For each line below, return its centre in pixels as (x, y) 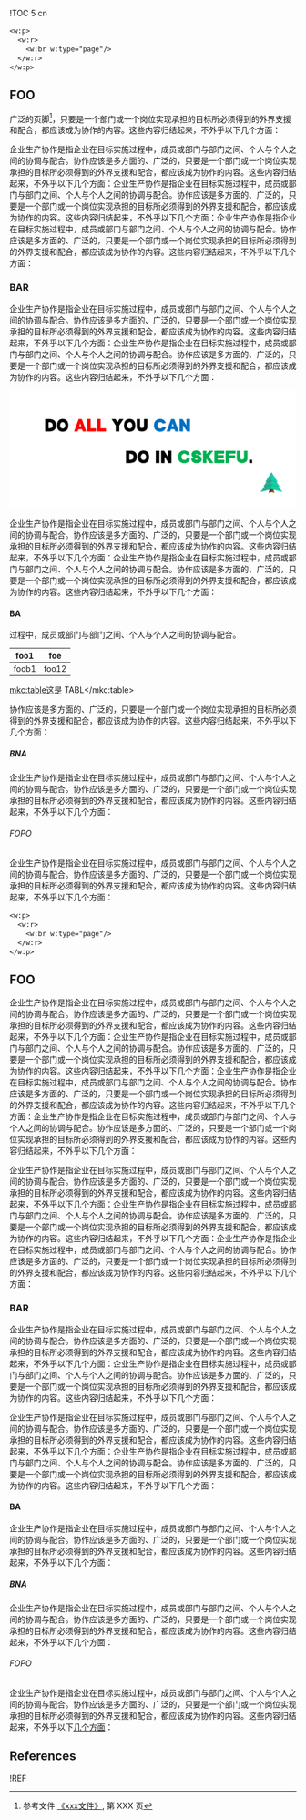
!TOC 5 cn (29, 13)
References (43, 1757)
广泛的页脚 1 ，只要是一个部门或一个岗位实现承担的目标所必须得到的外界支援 (150, 118)
